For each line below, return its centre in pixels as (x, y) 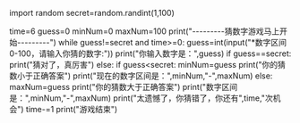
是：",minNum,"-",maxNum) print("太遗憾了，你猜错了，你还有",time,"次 (141, 98)
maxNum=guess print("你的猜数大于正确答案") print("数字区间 (124, 87)
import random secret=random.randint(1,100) (92, 13)
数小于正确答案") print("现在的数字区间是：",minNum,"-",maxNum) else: (141, 76)
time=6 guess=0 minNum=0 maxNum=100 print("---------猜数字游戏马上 (145, 31)
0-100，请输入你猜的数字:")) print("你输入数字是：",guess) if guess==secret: (150, 53)
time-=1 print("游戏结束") (72, 109)
